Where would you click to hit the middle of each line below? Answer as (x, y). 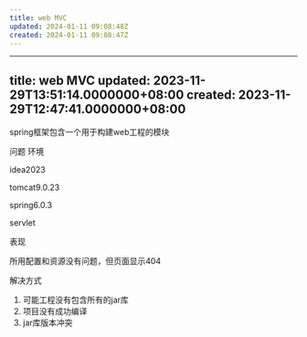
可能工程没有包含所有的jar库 (76, 300)
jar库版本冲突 (48, 323)
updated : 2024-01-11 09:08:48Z (69, 26)
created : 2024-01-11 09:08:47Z (69, 35)
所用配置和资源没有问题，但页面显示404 (85, 261)
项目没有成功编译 (55, 311)
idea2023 (27, 170)
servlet (23, 223)
